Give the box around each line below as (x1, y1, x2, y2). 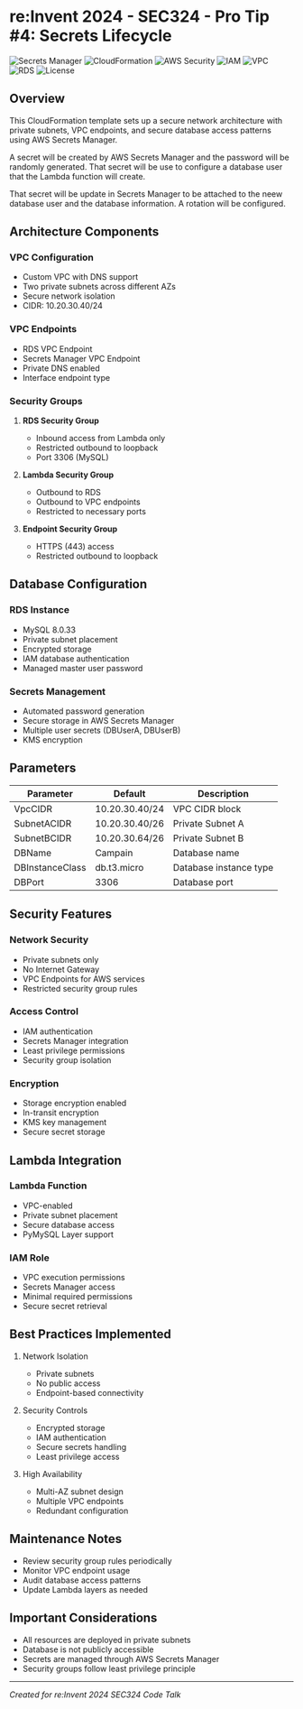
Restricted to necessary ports (35, 506, 147, 517)
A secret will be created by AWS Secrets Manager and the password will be (9, 152, 290, 162)
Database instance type (172, 861, 274, 873)
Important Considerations (9, 1611, 158, 1626)
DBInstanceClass (14, 861, 87, 873)
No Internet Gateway (22, 964, 100, 975)
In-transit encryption (22, 1107, 99, 1118)
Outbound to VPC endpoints (35, 496, 142, 507)
